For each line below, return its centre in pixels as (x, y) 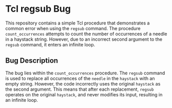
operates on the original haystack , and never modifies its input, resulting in (84, 94)
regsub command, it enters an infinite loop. (50, 44)
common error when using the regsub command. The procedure (73, 28)
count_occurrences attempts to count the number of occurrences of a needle (86, 34)
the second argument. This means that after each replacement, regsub (80, 89)
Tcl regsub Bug (38, 9)
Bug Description (32, 61)
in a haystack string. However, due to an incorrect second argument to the (84, 39)
